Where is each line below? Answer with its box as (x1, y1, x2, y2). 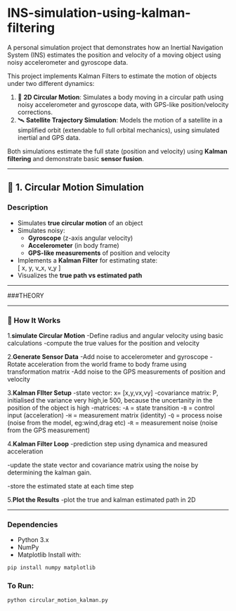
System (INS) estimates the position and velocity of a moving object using (7, 51, 221, 59)
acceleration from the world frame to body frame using (27, 360, 187, 368)
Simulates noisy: (17, 226, 65, 234)
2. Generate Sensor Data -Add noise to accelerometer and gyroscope (7, 352, 209, 360)
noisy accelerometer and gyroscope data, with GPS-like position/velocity (17, 100, 229, 108)
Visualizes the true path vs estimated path (17, 271, 143, 279)
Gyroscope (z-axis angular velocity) (27, 234, 133, 242)
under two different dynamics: (7, 79, 95, 87)
